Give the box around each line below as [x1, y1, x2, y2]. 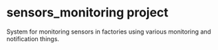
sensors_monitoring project [6, 5, 169, 21]
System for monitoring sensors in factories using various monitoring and [6, 27, 211, 36]
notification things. [6, 34, 60, 42]
